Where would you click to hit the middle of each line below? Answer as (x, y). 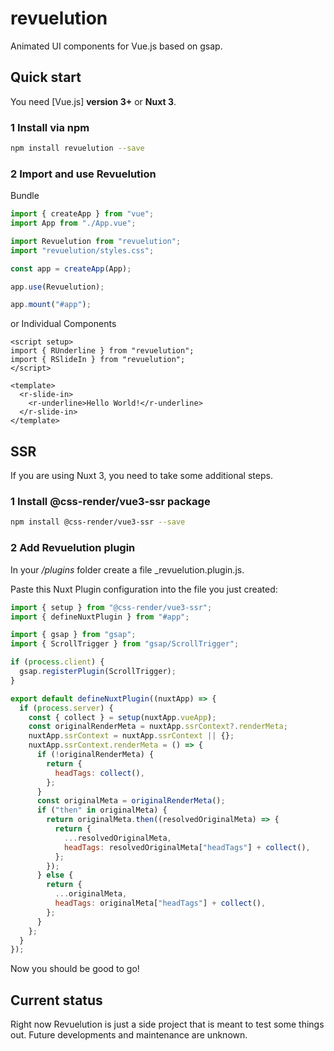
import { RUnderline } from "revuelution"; (102, 351)
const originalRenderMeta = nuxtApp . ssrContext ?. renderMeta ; (158, 727)
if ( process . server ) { (66, 708)
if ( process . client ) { (57, 662)
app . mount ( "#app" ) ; (51, 305)
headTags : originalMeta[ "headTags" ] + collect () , (160, 903)
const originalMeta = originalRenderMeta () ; (131, 801)
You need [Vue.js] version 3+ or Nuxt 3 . (93, 101)
